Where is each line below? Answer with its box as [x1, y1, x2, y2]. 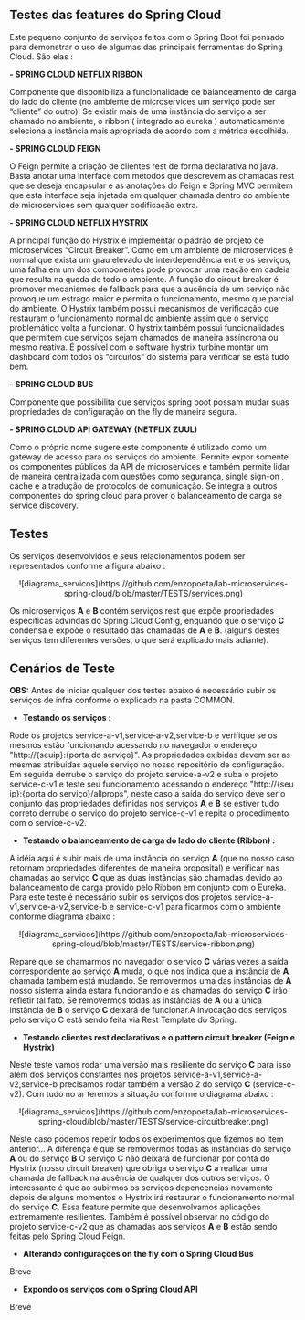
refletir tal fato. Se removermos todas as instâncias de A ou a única [9, 995, 263, 1006]
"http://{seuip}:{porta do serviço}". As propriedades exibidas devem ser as [9, 749, 290, 761]
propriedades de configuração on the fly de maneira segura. [9, 406, 237, 417]
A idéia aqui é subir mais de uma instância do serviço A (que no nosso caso [9, 853, 295, 864]
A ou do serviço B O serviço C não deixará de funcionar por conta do [9, 1153, 271, 1164]
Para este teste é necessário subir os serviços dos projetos [9, 892, 233, 903]
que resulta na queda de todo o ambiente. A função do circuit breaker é [9, 273, 279, 284]
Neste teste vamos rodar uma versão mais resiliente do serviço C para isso [9, 1060, 292, 1071]
